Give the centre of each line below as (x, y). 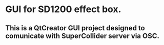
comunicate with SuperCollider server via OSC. (83, 36)
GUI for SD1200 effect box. (63, 9)
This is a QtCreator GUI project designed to (75, 28)
